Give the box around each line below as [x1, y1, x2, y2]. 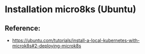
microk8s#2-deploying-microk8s [12, 43, 82, 49]
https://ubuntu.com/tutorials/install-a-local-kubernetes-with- [12, 37, 140, 43]
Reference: [5, 24, 41, 33]
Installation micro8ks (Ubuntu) [5, 4, 136, 15]
